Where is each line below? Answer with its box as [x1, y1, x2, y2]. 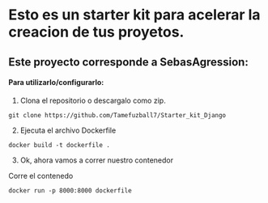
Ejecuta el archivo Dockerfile [19, 125, 117, 135]
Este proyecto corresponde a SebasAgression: [8, 55, 249, 69]
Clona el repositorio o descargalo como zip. [19, 95, 166, 105]
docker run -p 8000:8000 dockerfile [8, 186, 132, 195]
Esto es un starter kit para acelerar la [8, 6, 261, 24]
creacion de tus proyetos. [8, 23, 185, 41]
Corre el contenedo [8, 171, 74, 180]
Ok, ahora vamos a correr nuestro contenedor [19, 155, 174, 165]
